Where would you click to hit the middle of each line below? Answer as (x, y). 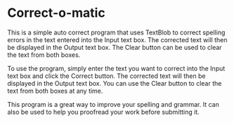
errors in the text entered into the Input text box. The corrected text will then (117, 39)
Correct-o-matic (56, 13)
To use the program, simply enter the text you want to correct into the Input (116, 68)
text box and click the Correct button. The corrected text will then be (106, 76)
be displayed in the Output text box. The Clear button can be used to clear (115, 47)
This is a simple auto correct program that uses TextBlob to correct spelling (116, 32)
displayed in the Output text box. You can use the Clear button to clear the (115, 83)
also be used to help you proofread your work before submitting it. (104, 112)
